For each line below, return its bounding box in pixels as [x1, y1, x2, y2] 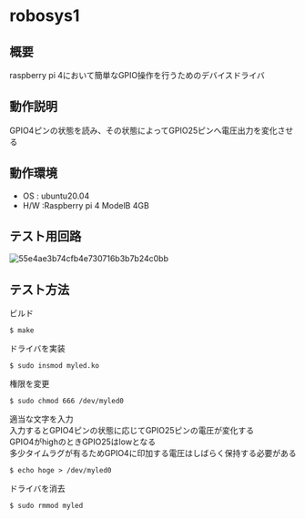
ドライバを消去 [9, 483, 66, 494]
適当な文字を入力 [9, 413, 74, 424]
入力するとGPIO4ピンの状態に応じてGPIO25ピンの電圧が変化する [9, 425, 255, 436]
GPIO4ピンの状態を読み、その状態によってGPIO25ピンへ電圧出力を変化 [9, 125, 278, 136]
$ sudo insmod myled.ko [9, 361, 100, 371]
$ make [9, 326, 35, 335]
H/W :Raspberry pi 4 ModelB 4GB [22, 199, 150, 210]
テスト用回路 [9, 229, 82, 244]
